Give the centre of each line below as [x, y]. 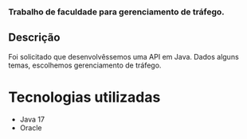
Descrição [34, 38]
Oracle [31, 127]
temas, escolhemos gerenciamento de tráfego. [85, 65]
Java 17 [32, 119]
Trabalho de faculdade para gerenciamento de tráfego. [116, 12]
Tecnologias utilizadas [84, 97]
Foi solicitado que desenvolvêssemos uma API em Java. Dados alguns [123, 56]
